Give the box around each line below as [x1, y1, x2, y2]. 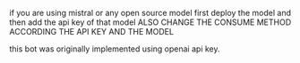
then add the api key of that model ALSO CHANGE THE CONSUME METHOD [9, 17, 292, 28]
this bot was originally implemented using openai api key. [9, 43, 221, 54]
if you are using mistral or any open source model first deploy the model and [9, 8, 292, 18]
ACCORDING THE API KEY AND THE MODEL [9, 27, 175, 36]
